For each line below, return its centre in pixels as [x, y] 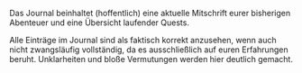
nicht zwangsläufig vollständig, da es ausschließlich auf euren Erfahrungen [149, 50]
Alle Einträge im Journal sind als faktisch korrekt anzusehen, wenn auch [143, 40]
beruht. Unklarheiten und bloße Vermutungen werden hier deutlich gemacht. [151, 59]
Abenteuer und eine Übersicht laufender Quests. [99, 23]
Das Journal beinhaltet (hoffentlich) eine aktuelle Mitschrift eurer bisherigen [150, 13]
